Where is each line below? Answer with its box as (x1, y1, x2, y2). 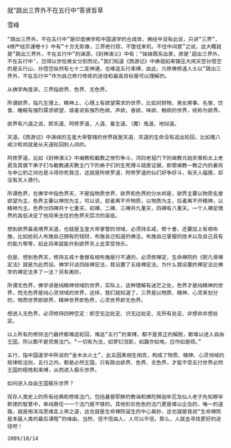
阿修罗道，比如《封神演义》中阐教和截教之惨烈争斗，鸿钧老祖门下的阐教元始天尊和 (7, 155, 208, 162)
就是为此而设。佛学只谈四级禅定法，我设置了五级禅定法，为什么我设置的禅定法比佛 (22, 261, 223, 268)
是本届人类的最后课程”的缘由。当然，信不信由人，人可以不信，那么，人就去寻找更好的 (7, 415, 216, 422)
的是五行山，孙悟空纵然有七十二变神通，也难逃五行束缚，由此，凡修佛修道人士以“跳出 (7, 65, 216, 72)
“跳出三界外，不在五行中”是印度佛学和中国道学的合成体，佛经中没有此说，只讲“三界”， (7, 36, 221, 43)
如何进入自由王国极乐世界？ (7, 380, 75, 387)
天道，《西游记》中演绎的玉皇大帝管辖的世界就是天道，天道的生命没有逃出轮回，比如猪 (7, 134, 216, 141)
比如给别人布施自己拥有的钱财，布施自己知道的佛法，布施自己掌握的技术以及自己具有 (17, 233, 223, 240)
